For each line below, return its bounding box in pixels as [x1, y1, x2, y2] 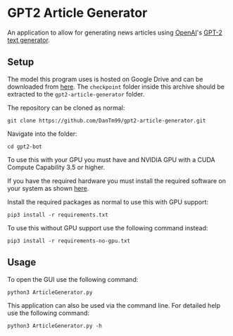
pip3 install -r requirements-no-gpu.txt [7, 237, 131, 244]
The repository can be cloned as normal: [7, 104, 125, 112]
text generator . [7, 35, 51, 44]
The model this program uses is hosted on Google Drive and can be [7, 75, 203, 83]
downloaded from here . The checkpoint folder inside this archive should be [7, 82, 225, 91]
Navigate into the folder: [7, 129, 77, 138]
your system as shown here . [7, 184, 89, 192]
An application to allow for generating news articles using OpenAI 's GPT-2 [7, 28, 223, 37]
